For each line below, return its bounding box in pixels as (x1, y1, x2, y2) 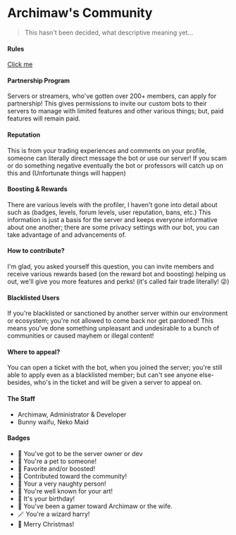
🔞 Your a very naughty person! (17, 479, 107, 488)
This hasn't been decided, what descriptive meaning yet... (24, 28, 194, 37)
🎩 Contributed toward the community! (17, 472, 128, 480)
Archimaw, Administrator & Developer (17, 410, 127, 419)
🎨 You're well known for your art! (17, 486, 113, 495)
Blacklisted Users (7, 293, 60, 302)
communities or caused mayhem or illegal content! (7, 331, 154, 340)
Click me (7, 60, 33, 68)
